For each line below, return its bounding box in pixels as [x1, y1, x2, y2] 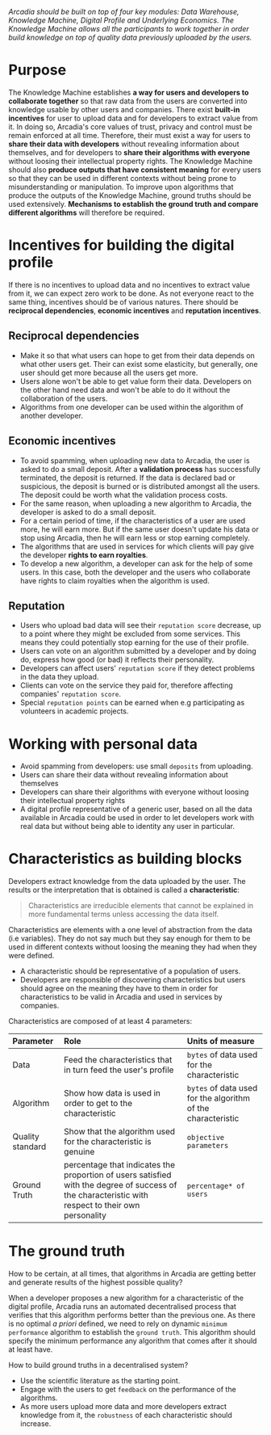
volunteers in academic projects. [19, 706, 129, 716]
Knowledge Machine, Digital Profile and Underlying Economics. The [8, 15, 235, 25]
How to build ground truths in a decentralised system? [8, 1361, 189, 1370]
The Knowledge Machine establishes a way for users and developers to [8, 87, 249, 97]
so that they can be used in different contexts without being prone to [8, 173, 236, 183]
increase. [19, 1419, 52, 1429]
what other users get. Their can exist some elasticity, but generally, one [19, 359, 258, 368]
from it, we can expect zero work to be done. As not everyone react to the [8, 288, 254, 298]
